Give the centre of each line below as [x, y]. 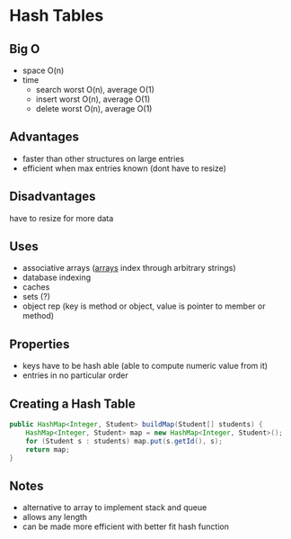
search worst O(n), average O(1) [95, 90]
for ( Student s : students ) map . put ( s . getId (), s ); [124, 441]
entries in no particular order [75, 375]
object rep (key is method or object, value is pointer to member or [144, 306]
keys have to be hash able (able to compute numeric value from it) [145, 366]
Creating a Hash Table [73, 404]
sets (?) [36, 297]
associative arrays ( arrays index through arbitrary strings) [129, 268]
